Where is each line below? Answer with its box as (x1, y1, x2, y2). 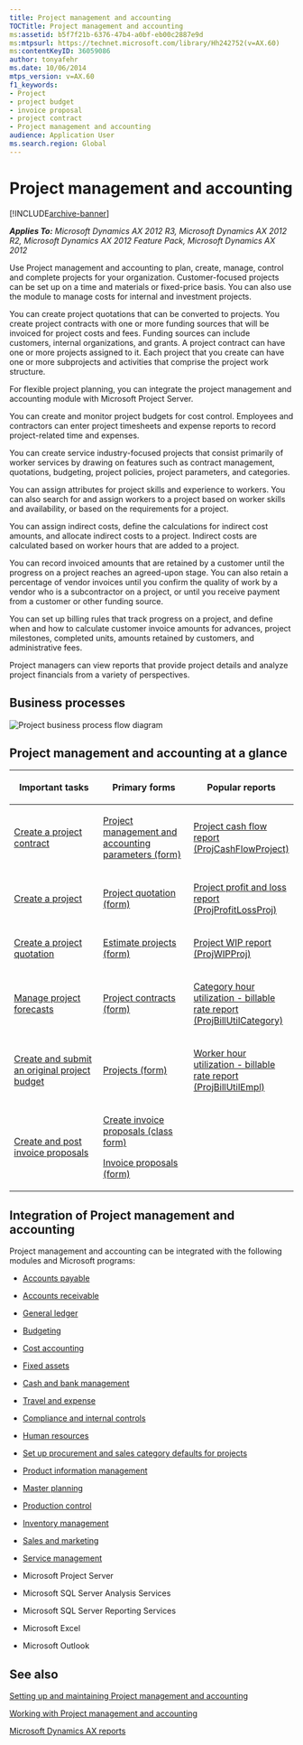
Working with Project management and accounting (9, 1708, 198, 1719)
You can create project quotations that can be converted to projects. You (9, 308, 280, 319)
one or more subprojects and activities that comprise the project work (9, 356, 269, 367)
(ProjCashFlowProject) (193, 843, 289, 855)
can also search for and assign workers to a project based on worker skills (9, 493, 286, 504)
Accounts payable (22, 1273, 90, 1283)
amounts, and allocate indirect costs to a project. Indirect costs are (9, 530, 257, 541)
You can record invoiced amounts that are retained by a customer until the (9, 557, 285, 568)
